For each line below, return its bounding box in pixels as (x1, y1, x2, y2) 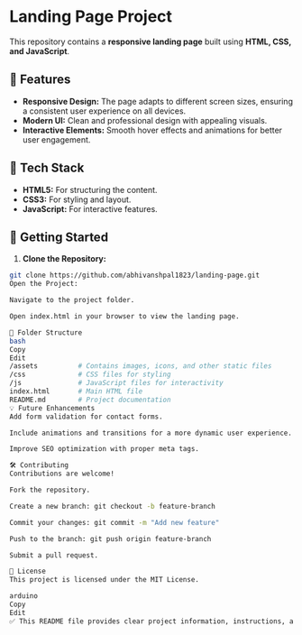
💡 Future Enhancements (9, 403, 96, 412)
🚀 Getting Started (9, 229, 109, 244)
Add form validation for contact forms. (9, 412, 164, 421)
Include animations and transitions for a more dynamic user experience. (9, 428, 293, 437)
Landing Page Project (9, 6, 173, 27)
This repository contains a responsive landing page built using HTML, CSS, (9, 36, 292, 47)
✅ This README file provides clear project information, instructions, (9, 616, 286, 626)
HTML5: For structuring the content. (22, 184, 158, 195)
